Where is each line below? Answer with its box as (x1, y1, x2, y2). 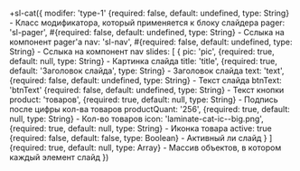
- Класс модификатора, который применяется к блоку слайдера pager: (9, 17, 286, 28)
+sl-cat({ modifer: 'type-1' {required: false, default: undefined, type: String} (9, 8, 290, 18)
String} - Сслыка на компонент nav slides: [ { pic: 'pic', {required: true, (9, 46, 276, 57)
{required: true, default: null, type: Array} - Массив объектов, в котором (9, 142, 282, 153)
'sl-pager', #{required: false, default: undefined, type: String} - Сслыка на (9, 27, 285, 37)
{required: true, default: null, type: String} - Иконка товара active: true (9, 123, 273, 134)
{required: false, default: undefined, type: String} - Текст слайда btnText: (9, 75, 282, 85)
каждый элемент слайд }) (9, 152, 109, 162)
